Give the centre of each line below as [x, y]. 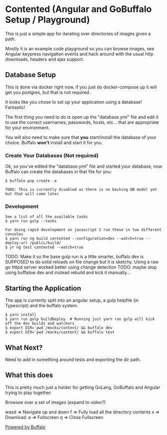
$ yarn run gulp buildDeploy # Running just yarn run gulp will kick [80, 319]
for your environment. [27, 127]
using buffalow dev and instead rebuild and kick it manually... [68, 273]
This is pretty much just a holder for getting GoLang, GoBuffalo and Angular [83, 387]
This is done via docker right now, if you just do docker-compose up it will [81, 87]
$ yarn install [21, 315]
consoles [14, 234]
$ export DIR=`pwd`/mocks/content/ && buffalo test [60, 332]
